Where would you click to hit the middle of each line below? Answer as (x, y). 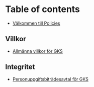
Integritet (20, 67)
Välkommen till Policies (36, 23)
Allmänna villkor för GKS (37, 51)
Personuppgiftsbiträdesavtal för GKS (51, 79)
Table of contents (43, 9)
